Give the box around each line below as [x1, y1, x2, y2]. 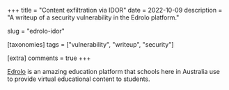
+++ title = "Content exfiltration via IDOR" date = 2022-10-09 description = [7, 6, 223, 14]
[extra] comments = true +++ [7, 54, 91, 62]
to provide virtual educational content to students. [7, 75, 151, 83]
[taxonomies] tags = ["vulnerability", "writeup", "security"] [7, 40, 174, 48]
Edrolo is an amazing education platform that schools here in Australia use [7, 68, 221, 75]
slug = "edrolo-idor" [7, 27, 65, 35]
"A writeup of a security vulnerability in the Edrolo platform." [7, 13, 180, 22]
